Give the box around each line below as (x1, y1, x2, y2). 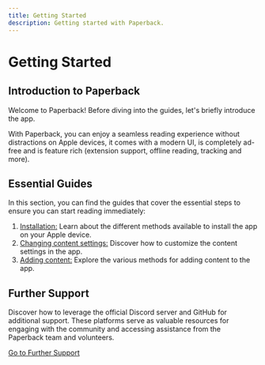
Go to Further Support (8, 348, 81, 358)
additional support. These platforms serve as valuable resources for (8, 316, 229, 325)
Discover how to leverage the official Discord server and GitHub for (8, 307, 228, 317)
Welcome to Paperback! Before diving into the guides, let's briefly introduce (8, 105, 256, 115)
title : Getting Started (8, 11, 87, 20)
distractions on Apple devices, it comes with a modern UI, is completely (8, 137, 242, 147)
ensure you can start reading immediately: (8, 206, 146, 216)
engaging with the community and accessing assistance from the (8, 325, 221, 334)
